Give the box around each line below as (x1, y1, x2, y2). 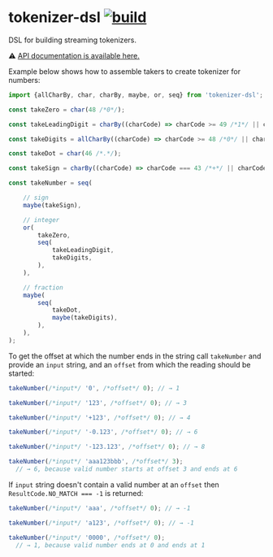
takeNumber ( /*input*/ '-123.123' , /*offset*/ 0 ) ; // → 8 (8, 443, 206, 451)
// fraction (23, 283, 63, 292)
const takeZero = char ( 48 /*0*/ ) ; (8, 106, 126, 114)
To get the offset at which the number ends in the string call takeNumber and (8, 350, 262, 361)
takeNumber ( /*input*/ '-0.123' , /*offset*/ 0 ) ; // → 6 (8, 428, 198, 437)
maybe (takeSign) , (23, 201, 82, 209)
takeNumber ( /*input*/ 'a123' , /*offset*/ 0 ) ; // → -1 (8, 519, 195, 527)
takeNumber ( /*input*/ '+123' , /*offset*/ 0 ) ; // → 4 (8, 413, 191, 422)
